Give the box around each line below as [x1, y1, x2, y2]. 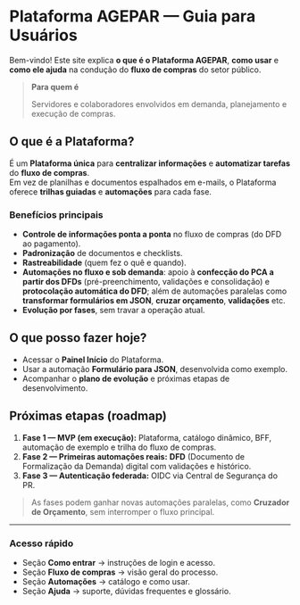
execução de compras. [30, 108, 116, 119]
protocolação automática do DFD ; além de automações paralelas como [21, 286, 287, 296]
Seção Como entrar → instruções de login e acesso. [21, 557, 216, 568]
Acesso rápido [9, 537, 74, 550]
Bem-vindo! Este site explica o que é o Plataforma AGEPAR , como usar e [9, 54, 279, 65]
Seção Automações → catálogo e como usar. [21, 576, 190, 586]
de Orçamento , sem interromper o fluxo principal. [30, 506, 215, 517]
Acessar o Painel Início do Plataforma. [21, 354, 164, 365]
